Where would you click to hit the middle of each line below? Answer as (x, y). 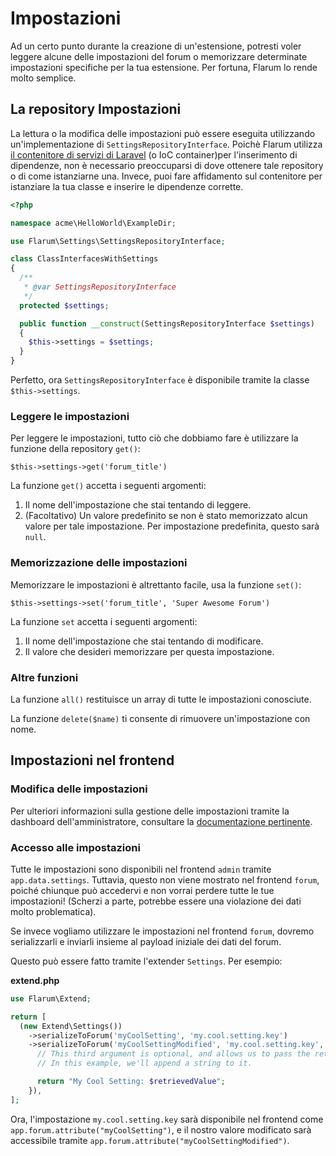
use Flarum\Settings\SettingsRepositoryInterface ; (118, 241)
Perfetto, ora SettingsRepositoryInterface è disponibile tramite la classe (160, 380)
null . (35, 537)
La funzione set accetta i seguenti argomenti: (104, 621)
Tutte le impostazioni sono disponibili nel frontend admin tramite (141, 869)
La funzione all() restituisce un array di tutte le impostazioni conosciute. (161, 699)
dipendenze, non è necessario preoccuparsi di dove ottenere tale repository (167, 165)
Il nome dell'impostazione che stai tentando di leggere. (138, 505)
